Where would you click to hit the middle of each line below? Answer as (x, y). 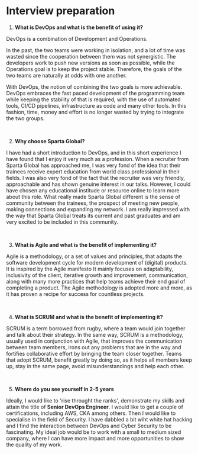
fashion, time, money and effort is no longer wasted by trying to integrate (95, 112)
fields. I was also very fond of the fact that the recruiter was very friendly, (95, 178)
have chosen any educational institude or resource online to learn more (93, 190)
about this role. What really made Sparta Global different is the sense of (93, 197)
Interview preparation (61, 11)
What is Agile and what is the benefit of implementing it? (85, 244)
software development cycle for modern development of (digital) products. (97, 262)
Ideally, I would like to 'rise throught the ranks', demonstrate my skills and (95, 400)
